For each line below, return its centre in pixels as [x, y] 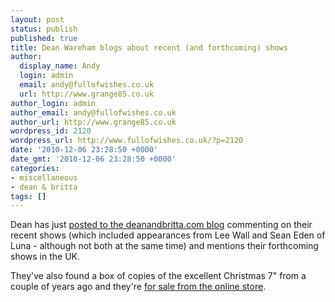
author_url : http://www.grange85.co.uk [93, 122]
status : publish [44, 29]
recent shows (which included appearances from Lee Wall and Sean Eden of [168, 235]
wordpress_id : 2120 [51, 131]
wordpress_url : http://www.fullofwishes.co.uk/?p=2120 [127, 141]
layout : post [37, 19]
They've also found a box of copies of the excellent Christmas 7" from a [158, 276]
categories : [35, 168]
